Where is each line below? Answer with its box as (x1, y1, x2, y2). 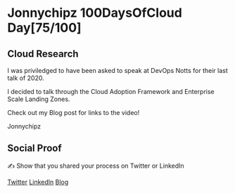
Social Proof (7, 142, 62, 154)
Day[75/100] (7, 20, 82, 36)
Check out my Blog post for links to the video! (7, 109, 140, 117)
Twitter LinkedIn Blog (7, 178, 69, 186)
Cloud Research (7, 48, 79, 60)
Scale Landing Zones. (7, 95, 70, 103)
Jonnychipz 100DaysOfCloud (7, 5, 183, 21)
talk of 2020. (7, 74, 44, 82)
